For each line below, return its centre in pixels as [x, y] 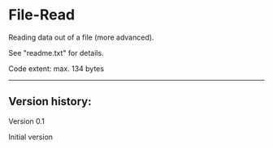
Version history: [50, 101]
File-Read [42, 15]
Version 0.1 [26, 121]
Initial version [31, 137]
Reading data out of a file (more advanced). [81, 37]
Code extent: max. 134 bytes [56, 68]
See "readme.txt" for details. [56, 53]
